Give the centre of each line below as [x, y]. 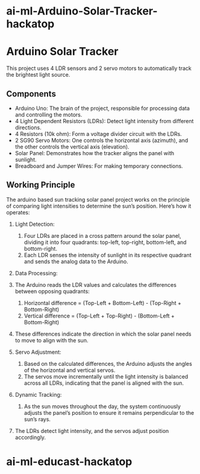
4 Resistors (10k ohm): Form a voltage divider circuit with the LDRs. [98, 133]
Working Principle [41, 185]
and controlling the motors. [48, 114]
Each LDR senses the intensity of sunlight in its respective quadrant [108, 255]
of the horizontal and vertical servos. [70, 370]
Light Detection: [35, 224]
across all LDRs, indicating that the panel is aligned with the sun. [104, 383]
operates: [18, 212]
